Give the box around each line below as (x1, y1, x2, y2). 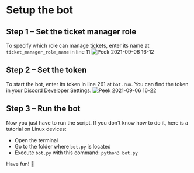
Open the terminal (14, 136, 58, 143)
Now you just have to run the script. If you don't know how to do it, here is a (6, 119, 189, 126)
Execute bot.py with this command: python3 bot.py (14, 149, 138, 156)
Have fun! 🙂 (6, 160, 34, 167)
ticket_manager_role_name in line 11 (6, 48, 91, 55)
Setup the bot (6, 3, 74, 17)
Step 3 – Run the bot (6, 104, 81, 114)
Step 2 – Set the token (6, 65, 87, 75)
